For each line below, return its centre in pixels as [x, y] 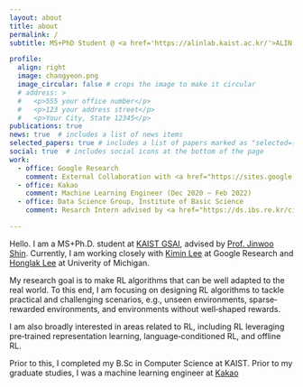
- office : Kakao [48, 185]
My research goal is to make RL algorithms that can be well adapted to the [147, 280]
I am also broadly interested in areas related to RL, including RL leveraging [147, 327]
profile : [26, 60]
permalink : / [34, 34]
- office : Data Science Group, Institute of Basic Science [131, 202]
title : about [34, 26]
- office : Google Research [68, 168]
